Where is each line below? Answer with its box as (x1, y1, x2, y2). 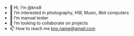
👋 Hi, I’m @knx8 (9, 5, 42, 10)
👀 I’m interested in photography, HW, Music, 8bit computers (9, 10, 129, 16)
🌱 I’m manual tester (9, 15, 49, 20)
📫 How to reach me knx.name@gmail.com (9, 26, 96, 31)
